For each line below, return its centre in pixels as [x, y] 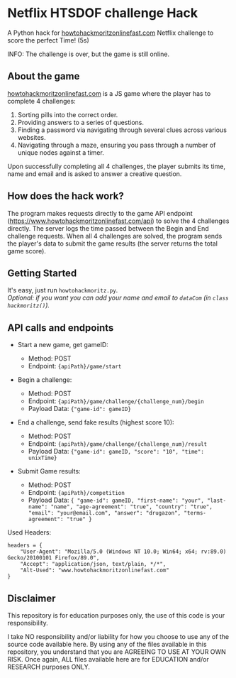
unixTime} [43, 458]
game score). [27, 251]
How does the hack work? [66, 196]
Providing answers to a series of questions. [80, 122]
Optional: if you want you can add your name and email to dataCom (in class [118, 298]
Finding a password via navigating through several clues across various [122, 130]
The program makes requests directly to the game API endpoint [100, 213]
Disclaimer [32, 598]
